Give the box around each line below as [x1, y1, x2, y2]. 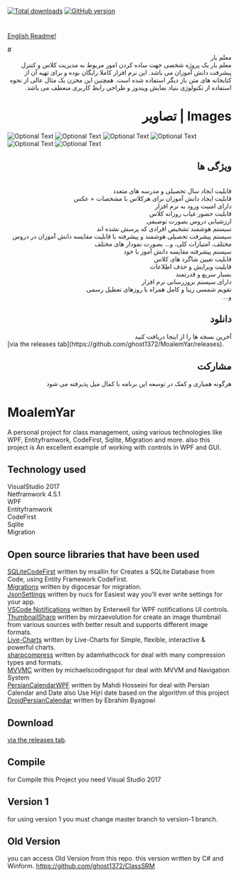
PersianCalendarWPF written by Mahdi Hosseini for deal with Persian [7, 681, 210, 690]
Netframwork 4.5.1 [7, 490, 61, 499]
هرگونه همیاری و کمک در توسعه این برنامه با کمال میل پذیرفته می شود [46, 379, 232, 388]
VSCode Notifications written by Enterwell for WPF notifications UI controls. [7, 606, 229, 614]
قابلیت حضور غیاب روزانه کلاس [149, 209, 232, 217]
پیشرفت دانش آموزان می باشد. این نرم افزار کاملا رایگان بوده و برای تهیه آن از [24, 68, 232, 77]
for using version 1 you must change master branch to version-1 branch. [7, 814, 218, 823]
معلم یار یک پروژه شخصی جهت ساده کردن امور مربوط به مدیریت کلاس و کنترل [21, 61, 232, 69]
